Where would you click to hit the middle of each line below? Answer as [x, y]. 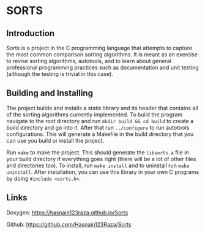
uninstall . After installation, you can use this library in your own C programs [103, 172]
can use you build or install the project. [55, 140]
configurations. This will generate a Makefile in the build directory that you [100, 134]
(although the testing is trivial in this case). [60, 74]
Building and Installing [50, 93]
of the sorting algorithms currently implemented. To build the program [95, 115]
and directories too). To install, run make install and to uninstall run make [98, 165]
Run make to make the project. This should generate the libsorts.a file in [98, 152]
